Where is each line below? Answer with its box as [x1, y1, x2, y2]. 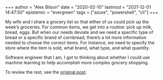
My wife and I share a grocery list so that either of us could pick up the [5, 19, 149, 25]
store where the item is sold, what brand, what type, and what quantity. [5, 45, 150, 51]
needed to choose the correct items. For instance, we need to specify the [5, 40, 155, 46]
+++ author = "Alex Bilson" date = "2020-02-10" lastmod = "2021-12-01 [5, 4, 151, 10]
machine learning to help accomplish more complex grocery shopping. [5, 60, 149, 65]
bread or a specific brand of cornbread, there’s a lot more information [5, 34, 147, 40]
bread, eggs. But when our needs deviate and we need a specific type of [5, 29, 154, 35]
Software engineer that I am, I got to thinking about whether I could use [5, 54, 150, 60]
